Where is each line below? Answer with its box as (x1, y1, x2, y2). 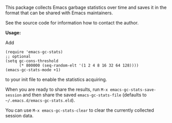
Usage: (5, 30, 22, 35)
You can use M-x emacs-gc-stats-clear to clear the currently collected (5, 107, 154, 113)
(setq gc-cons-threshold (5, 58, 59, 64)
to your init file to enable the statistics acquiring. (5, 76, 107, 83)
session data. (5, 113, 34, 118)
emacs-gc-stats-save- (110, 87, 157, 92)
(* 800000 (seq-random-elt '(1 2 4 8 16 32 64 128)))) (18, 63, 139, 68)
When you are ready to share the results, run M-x (5, 87, 108, 92)
